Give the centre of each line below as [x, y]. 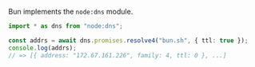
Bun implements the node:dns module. [71, 12]
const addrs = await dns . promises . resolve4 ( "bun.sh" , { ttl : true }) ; [128, 40]
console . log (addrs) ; [43, 48]
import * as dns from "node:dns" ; [66, 26]
